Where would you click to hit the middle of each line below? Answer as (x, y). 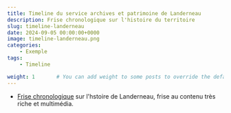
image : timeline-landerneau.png (53, 39)
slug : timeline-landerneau (46, 26)
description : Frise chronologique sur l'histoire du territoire (101, 20)
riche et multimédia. (45, 103)
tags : (15, 58)
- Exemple (34, 52)
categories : (24, 45)
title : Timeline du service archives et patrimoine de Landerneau (104, 13)
